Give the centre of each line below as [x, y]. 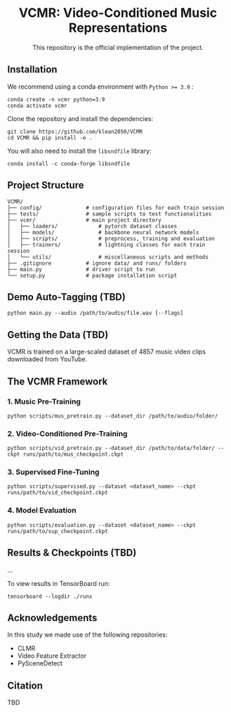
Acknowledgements [52, 618]
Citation [25, 686]
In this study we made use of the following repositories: [87, 635]
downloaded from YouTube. [47, 359]
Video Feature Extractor [52, 656]
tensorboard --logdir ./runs [50, 597]
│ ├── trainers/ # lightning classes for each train [106, 244]
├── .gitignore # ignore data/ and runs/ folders [97, 263]
